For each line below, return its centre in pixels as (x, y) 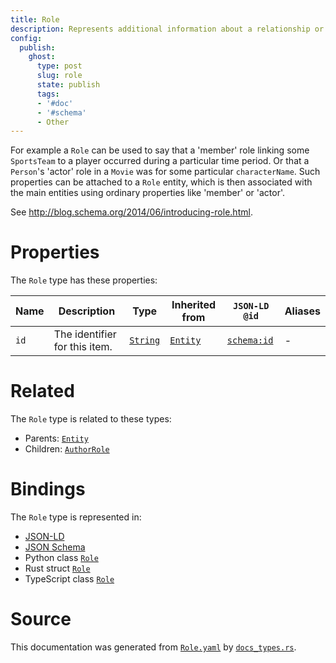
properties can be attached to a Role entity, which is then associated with (161, 182)
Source (41, 619)
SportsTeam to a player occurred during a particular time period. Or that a (160, 161)
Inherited (194, 305)
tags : (48, 94)
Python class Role (61, 558)
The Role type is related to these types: (91, 419)
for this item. (83, 347)
